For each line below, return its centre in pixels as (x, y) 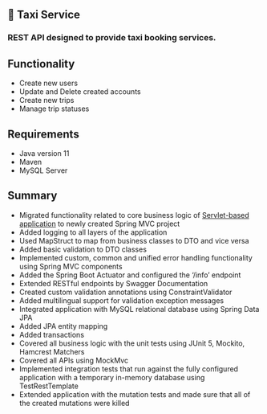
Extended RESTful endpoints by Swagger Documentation (113, 283)
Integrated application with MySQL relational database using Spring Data (139, 309)
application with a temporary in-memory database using (112, 377)
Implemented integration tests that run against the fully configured (128, 369)
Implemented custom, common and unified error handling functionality (136, 257)
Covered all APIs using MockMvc (74, 360)
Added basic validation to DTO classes (83, 249)
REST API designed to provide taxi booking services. (112, 38)
